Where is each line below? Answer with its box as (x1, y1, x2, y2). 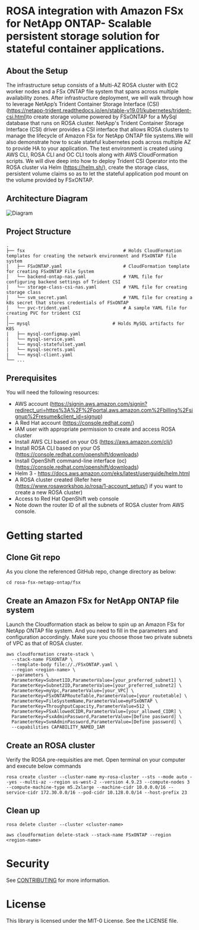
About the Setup (6, 65, 68, 76)
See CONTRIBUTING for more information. (6, 876, 110, 884)
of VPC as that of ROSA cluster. (6, 640, 83, 647)
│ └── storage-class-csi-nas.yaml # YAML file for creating (6, 284, 187, 290)
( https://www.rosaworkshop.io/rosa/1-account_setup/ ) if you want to (14, 483, 183, 490)
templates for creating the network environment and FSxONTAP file (6, 253, 177, 259)
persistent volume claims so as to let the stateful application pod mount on (6, 170, 189, 177)
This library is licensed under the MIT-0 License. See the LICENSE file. (6, 917, 178, 924)
